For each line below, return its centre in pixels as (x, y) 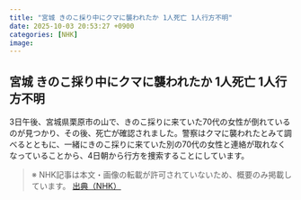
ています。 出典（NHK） (76, 186)
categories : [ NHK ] (44, 34)
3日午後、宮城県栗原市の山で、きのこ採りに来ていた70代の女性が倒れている (150, 122)
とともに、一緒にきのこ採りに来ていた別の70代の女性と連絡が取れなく (155, 144)
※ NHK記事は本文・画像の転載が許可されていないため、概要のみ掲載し (161, 175)
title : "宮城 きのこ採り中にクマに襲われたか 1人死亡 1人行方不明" (121, 18)
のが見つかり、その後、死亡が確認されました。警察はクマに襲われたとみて (147, 133)
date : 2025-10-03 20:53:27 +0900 (72, 26)
